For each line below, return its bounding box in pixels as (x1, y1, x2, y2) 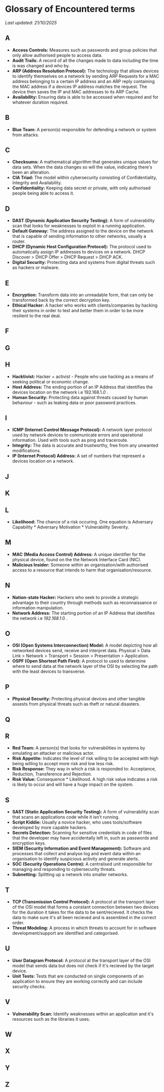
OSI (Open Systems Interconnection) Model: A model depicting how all (12, 642, 158, 648)
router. (12, 238, 26, 244)
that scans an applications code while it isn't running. (12, 814, 120, 820)
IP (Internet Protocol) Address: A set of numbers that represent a (12, 453, 145, 459)
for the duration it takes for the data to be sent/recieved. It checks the (12, 909, 153, 915)
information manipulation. (12, 604, 64, 610)
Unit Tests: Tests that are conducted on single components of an (12, 973, 144, 979)
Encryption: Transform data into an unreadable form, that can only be (12, 292, 153, 298)
